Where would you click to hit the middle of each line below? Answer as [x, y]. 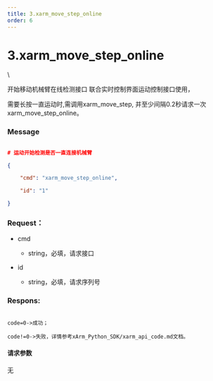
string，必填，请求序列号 [64, 282]
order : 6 [20, 20]
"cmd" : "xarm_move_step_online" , [69, 178]
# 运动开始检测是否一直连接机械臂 [50, 152]
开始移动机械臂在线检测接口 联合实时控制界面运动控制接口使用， [101, 90]
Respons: [24, 301]
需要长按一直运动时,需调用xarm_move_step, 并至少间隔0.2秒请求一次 [107, 104]
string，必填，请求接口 [61, 253]
